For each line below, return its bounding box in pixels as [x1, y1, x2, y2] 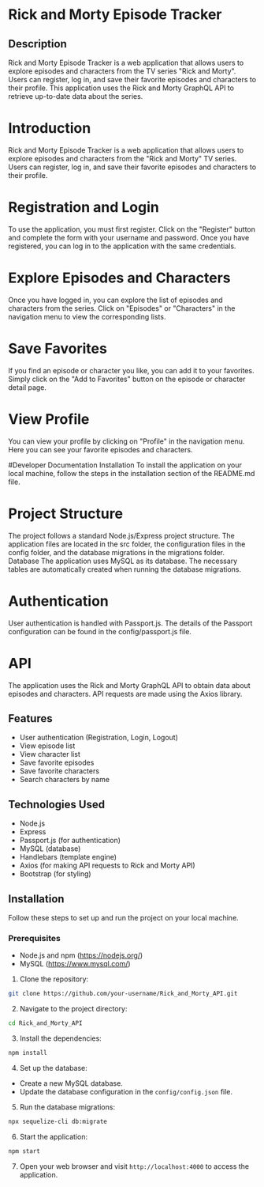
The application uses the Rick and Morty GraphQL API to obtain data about [8, 680, 251, 690]
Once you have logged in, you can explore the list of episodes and [8, 295, 223, 304]
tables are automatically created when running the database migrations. [8, 564, 242, 574]
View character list [19, 750, 80, 759]
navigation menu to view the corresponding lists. [8, 312, 166, 321]
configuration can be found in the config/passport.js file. [8, 626, 191, 636]
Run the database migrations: [19, 1102, 116, 1112]
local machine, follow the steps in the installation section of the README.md [8, 468, 255, 478]
